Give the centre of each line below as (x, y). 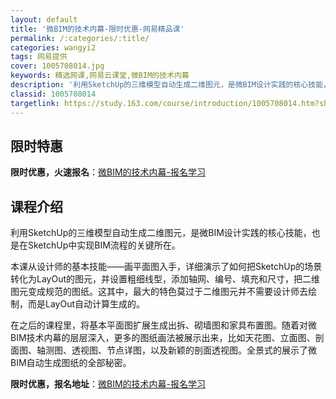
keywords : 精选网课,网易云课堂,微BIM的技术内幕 (100, 76)
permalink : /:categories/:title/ (80, 38)
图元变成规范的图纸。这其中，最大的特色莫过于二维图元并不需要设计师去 (159, 292)
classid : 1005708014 (53, 94)
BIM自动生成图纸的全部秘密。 (71, 363)
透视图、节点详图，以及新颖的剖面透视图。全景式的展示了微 (194, 350)
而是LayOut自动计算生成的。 (86, 304)
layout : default (44, 19)
